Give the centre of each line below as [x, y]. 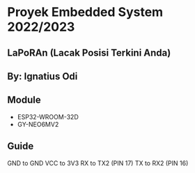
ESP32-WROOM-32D [48, 116]
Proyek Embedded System [85, 12]
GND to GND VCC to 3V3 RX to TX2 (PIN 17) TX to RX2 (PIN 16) [98, 163]
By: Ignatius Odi [42, 76]
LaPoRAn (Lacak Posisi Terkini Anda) [89, 53]
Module [24, 100]
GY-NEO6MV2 [38, 124]
